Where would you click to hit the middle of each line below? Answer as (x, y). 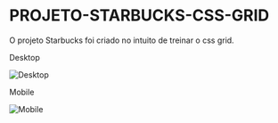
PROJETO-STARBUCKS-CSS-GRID (139, 16)
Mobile (22, 92)
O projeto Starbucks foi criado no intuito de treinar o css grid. (122, 40)
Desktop (25, 57)
